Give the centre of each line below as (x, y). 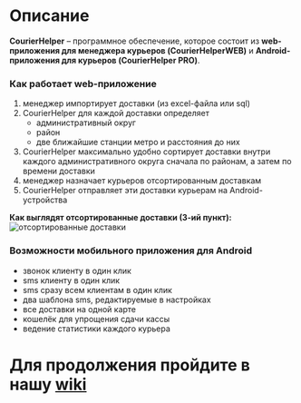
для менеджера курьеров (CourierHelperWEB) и (157, 50)
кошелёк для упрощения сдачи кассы (96, 319)
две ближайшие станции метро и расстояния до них (138, 143)
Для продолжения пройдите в (130, 365)
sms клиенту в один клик (71, 280)
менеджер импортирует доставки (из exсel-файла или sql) (136, 103)
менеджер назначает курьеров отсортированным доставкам (142, 181)
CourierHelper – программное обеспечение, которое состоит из (135, 41)
